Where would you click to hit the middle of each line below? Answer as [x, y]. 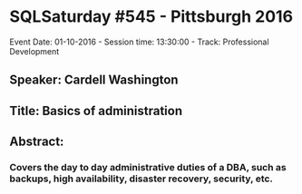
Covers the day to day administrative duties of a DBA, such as [148, 168]
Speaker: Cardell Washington [94, 80]
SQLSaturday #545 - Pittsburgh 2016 [151, 17]
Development [34, 51]
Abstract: [37, 142]
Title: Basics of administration [96, 111]
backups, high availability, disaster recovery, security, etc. [141, 179]
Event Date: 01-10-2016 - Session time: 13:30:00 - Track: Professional [139, 42]
